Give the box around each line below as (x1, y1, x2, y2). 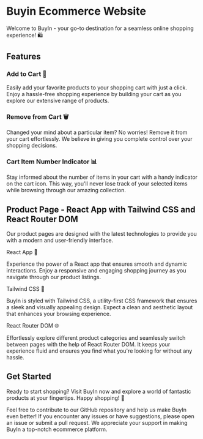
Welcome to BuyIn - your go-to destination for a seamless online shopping (6, 24, 194, 32)
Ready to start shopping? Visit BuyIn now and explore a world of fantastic (6, 388, 191, 395)
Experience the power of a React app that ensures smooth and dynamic (6, 260, 188, 268)
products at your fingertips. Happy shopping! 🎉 (6, 394, 125, 402)
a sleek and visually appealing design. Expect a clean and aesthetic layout (6, 304, 193, 311)
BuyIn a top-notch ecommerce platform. (6, 426, 108, 433)
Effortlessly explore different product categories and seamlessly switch (6, 334, 186, 342)
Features (6, 51, 41, 62)
